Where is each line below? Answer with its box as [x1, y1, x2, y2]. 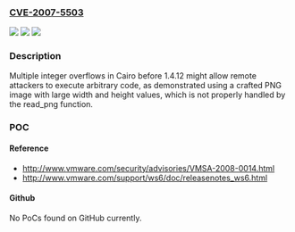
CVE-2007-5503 [9, 6, 84, 19]
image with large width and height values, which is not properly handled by [9, 89, 286, 100]
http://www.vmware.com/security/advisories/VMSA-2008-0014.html [21, 162, 275, 173]
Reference [9, 143, 49, 153]
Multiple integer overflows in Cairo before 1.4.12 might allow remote [9, 70, 257, 81]
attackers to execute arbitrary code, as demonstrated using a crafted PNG [9, 79, 282, 90]
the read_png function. [9, 98, 94, 109]
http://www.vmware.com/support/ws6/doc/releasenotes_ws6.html [21, 172, 268, 183]
